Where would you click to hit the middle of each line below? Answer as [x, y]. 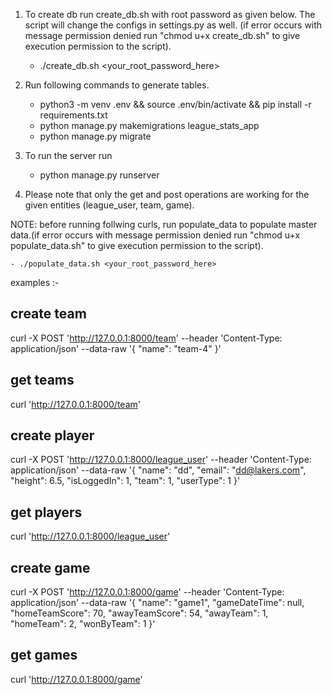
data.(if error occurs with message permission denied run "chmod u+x [155, 235]
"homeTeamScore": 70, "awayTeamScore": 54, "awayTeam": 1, [139, 613]
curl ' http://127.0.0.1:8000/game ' [76, 679]
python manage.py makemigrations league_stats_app [149, 125]
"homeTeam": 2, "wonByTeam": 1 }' [83, 624]
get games [44, 655]
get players [46, 512]
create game [50, 567]
